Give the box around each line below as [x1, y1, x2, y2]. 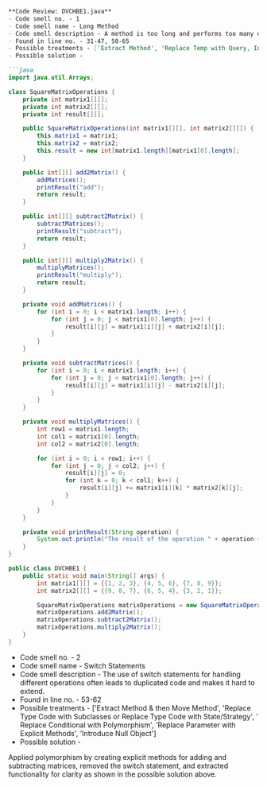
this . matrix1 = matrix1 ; [37, 132, 119, 140]
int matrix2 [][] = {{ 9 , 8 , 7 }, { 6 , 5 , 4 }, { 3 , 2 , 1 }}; [37, 586, 222, 594]
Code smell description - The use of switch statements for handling [19, 669, 241, 679]
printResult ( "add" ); [37, 183, 105, 191]
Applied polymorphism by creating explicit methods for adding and [8, 752, 227, 762]
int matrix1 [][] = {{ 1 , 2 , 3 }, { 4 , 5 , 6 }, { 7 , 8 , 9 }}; [37, 579, 222, 587]
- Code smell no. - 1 [8, 14, 80, 23]
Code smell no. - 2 [19, 653, 81, 662]
